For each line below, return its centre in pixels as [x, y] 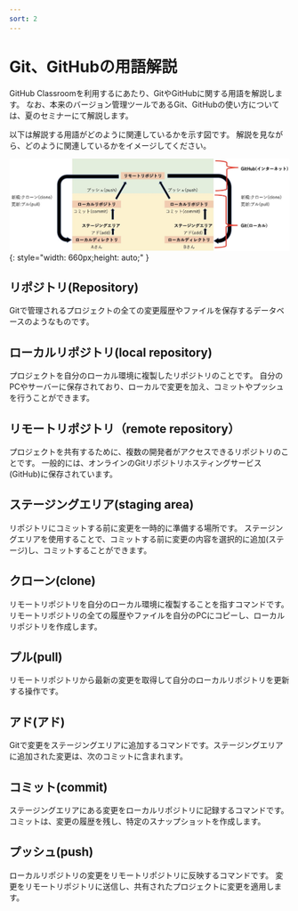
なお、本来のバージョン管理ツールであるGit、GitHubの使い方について [153, 104]
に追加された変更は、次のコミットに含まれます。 [99, 756]
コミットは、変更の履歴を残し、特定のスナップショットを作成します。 [137, 822]
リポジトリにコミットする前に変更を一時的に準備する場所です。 [126, 528]
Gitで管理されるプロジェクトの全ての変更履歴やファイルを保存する [131, 311]
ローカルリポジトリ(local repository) [111, 352]
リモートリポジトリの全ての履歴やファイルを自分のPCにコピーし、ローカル [147, 615]
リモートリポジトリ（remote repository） [125, 429]
